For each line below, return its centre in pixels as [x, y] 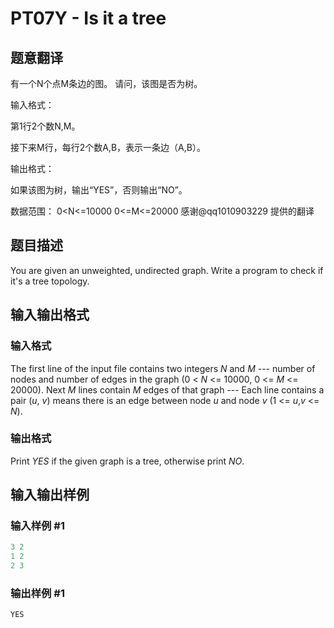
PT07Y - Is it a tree [88, 18]
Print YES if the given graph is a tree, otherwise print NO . [127, 461]
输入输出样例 [50, 495]
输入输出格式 [50, 315]
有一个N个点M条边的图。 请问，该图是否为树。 [106, 83]
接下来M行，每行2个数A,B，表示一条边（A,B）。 [108, 147]
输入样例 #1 [37, 526]
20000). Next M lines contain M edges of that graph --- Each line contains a [167, 389]
